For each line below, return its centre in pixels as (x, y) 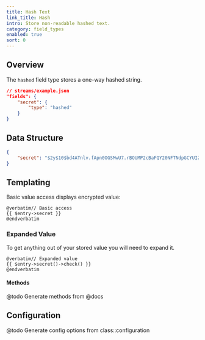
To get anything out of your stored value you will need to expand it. (91, 247)
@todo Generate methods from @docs (55, 296)
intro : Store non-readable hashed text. (59, 23)
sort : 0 (16, 40)
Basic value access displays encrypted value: (63, 197)
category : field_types (35, 29)
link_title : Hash (28, 18)
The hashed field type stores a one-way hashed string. (74, 79)
